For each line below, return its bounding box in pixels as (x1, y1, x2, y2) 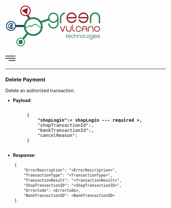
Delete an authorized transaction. (5, 88, 75, 94)
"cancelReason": (37, 132, 78, 138)
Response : (12, 152, 36, 158)
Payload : (12, 97, 32, 103)
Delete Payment (5, 76, 46, 83)
